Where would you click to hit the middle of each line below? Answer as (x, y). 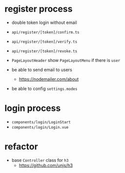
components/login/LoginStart (41, 122)
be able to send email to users (42, 70)
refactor (21, 147)
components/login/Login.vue (40, 127)
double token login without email (44, 22)
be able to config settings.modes (45, 88)
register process (39, 9)
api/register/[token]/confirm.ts (45, 32)
